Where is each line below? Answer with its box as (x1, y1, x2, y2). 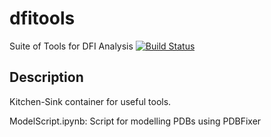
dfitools (9, 7, 76, 30)
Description (9, 69, 84, 86)
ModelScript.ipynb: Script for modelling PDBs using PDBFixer (9, 115, 262, 127)
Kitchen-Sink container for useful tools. (9, 95, 172, 107)
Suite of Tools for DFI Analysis (9, 40, 134, 52)
